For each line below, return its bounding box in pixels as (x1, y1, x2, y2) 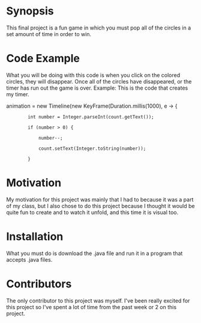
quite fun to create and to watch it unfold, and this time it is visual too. (6, 209, 179, 216)
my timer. (6, 90, 29, 97)
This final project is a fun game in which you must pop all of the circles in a (6, 24, 191, 31)
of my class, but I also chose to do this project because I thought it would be (6, 202, 195, 209)
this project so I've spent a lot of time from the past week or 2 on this (6, 303, 177, 310)
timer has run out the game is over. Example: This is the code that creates (6, 84, 188, 91)
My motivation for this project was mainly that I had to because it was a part (6, 195, 194, 203)
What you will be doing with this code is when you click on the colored (6, 71, 181, 79)
